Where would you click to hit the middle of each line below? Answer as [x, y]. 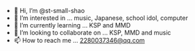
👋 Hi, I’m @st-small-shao [49, 11]
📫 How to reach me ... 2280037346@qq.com [79, 40]
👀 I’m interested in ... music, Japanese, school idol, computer [101, 18]
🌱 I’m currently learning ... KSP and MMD [72, 25]
